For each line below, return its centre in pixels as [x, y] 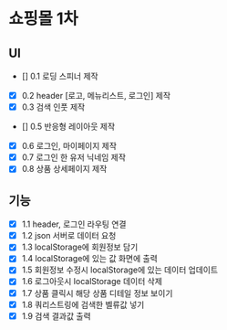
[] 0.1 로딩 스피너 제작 [60, 76]
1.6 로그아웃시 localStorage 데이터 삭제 [92, 282]
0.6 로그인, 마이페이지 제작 [69, 146]
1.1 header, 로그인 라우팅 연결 [74, 224]
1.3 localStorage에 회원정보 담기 [80, 247]
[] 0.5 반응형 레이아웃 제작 [68, 127]
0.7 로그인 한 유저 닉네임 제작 [74, 157]
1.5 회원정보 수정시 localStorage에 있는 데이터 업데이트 [120, 270]
